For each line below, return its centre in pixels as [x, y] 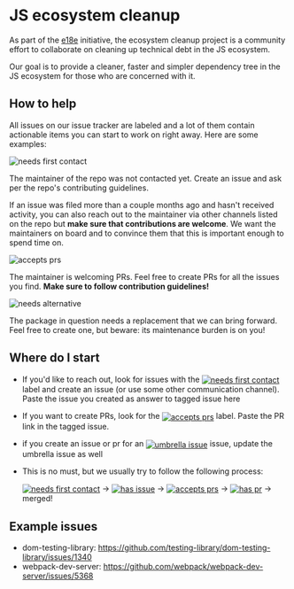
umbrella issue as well [62, 453]
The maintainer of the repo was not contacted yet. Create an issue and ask [145, 178]
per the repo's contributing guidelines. [79, 188]
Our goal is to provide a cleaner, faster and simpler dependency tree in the [145, 66]
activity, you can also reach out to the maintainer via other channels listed [143, 214]
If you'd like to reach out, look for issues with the [111, 379]
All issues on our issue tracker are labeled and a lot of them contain [132, 125]
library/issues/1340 [57, 557]
